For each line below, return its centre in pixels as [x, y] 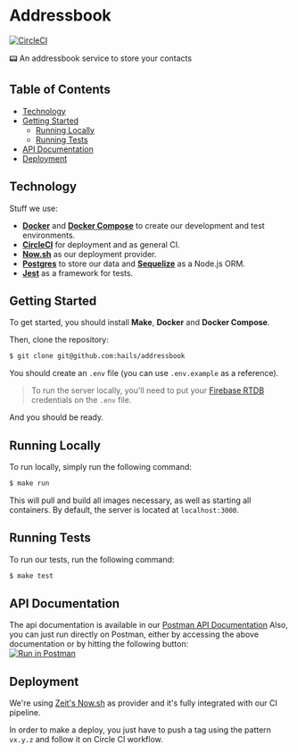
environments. [49, 235]
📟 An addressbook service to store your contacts [101, 58]
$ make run [29, 483]
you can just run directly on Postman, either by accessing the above [134, 634]
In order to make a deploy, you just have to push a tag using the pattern [140, 730]
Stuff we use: [33, 208]
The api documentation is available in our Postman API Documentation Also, [148, 625]
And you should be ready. [57, 417]
